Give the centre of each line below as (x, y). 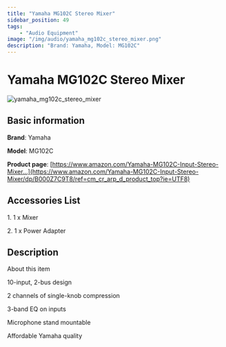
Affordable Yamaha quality (45, 336)
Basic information (46, 121)
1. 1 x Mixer (23, 217)
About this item (29, 269)
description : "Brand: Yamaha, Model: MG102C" (73, 46)
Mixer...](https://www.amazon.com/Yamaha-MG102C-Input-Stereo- (103, 171)
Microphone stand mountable (49, 323)
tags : (15, 26)
